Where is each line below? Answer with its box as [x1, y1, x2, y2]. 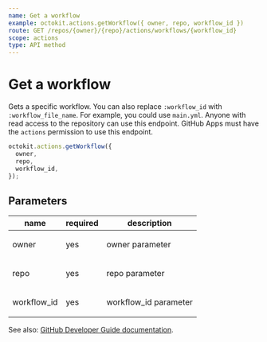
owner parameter [106, 239, 171, 251]
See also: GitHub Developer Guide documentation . [8, 325, 174, 335]
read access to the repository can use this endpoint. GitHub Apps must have [8, 119, 259, 128]
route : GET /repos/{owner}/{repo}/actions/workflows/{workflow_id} [8, 26, 238, 34]
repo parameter [106, 268, 165, 279]
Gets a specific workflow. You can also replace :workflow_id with [8, 102, 222, 111]
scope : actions [8, 33, 59, 42]
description [127, 218, 172, 229]
